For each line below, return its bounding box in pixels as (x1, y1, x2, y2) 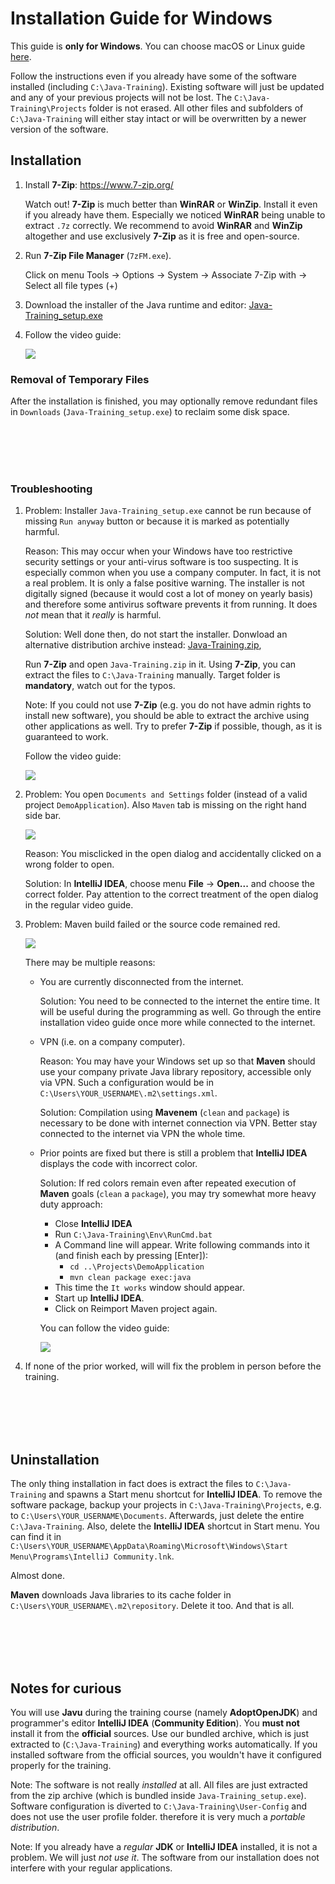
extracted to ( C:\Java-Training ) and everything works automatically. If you (10, 1738, 318, 1750)
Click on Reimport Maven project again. (54, 1303, 218, 1315)
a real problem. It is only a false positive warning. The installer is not (24, 577, 305, 589)
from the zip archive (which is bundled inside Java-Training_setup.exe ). (10, 1789, 307, 1801)
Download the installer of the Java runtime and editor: (24, 298, 247, 311)
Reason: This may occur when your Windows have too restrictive (24, 545, 293, 557)
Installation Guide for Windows (10, 7, 273, 30)
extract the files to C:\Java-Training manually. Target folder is (24, 669, 281, 681)
